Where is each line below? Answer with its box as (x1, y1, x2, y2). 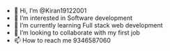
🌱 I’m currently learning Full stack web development (13, 21, 163, 29)
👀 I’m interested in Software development (13, 14, 132, 22)
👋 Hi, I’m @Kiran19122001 (13, 7, 87, 14)
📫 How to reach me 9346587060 (13, 37, 111, 44)
